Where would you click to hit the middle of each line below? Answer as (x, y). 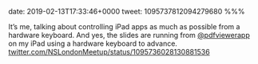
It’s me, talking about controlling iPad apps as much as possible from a (124, 26)
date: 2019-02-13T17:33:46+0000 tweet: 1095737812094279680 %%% (127, 11)
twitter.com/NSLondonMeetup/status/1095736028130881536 (109, 52)
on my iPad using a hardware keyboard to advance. (93, 43)
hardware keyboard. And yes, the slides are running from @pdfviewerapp (129, 35)
